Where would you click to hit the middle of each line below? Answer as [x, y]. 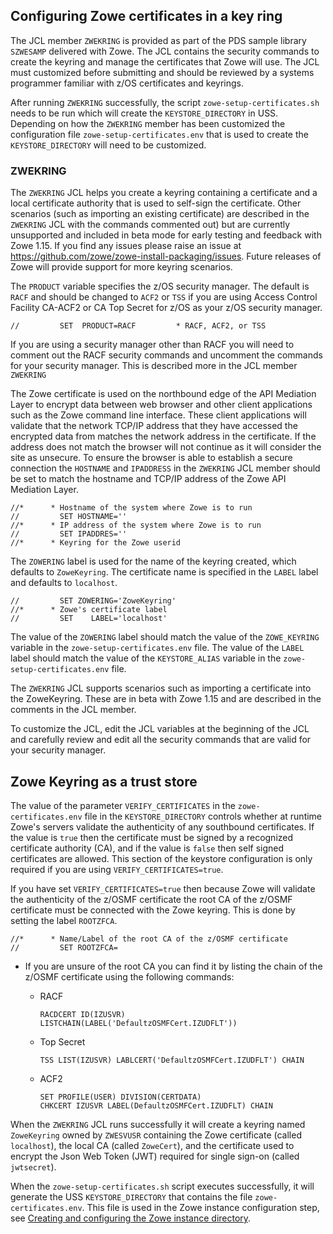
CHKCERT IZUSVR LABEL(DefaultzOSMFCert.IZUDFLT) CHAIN [156, 1105]
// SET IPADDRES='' [69, 534]
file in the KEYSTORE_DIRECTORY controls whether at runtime [203, 816]
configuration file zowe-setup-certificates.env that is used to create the [159, 134]
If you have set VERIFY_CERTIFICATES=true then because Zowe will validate [163, 888]
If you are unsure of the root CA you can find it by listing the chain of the [173, 966]
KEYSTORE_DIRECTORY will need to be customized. [108, 145]
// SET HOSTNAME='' [69, 517]
